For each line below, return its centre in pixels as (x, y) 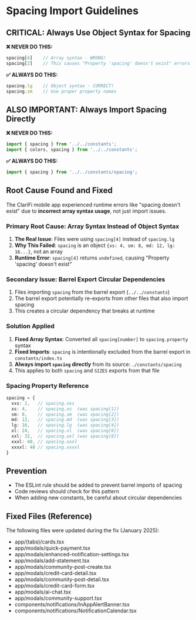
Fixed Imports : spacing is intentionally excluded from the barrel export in (102, 351)
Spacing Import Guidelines (72, 11)
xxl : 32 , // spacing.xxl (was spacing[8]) (65, 436)
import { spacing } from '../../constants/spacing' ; (72, 172)
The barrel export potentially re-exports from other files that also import (101, 298)
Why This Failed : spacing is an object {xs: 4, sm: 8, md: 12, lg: (95, 245)
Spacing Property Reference (48, 385)
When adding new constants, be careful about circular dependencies (98, 498)
